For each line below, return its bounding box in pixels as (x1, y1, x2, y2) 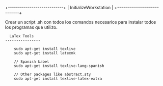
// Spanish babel (14, 59, 50, 64)
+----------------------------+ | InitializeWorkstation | (5, 5, 114, 10)
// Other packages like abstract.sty (14, 72, 91, 77)
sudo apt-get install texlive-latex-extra (14, 76, 102, 81)
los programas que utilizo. (5, 24, 58, 30)
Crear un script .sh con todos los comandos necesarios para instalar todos (5, 19, 156, 25)
